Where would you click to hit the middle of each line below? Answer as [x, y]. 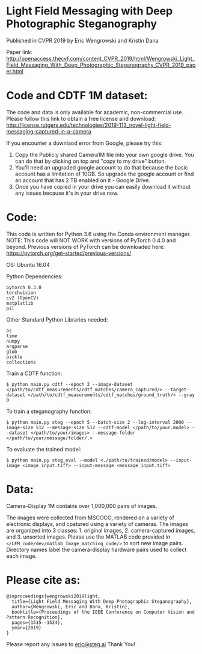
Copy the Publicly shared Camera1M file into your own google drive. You [104, 154]
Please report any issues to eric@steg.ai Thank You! [71, 644]
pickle [14, 357]
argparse [17, 346]
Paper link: [20, 52]
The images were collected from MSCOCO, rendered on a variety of [90, 518]
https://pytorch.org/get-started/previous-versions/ [69, 253]
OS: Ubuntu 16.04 [28, 264]
